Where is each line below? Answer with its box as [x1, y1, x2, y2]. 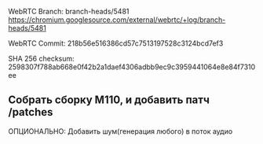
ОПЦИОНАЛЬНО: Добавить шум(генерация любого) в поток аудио [8, 126, 233, 136]
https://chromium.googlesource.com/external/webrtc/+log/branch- [8, 15, 226, 24]
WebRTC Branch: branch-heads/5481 [8, 7, 130, 16]
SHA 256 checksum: [8, 54, 75, 63]
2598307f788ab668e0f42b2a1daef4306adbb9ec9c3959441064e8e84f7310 [8, 62, 256, 72]
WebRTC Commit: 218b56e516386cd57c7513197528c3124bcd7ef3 [8, 39, 224, 48]
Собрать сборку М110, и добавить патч [8, 94, 210, 107]
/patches [8, 105, 53, 119]
